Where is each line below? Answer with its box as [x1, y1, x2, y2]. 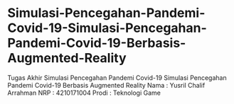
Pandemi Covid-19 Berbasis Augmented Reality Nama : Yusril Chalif [7, 81, 206, 89]
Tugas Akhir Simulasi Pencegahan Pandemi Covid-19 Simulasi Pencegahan [7, 73, 227, 82]
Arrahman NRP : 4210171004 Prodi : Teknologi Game [7, 88, 161, 97]
